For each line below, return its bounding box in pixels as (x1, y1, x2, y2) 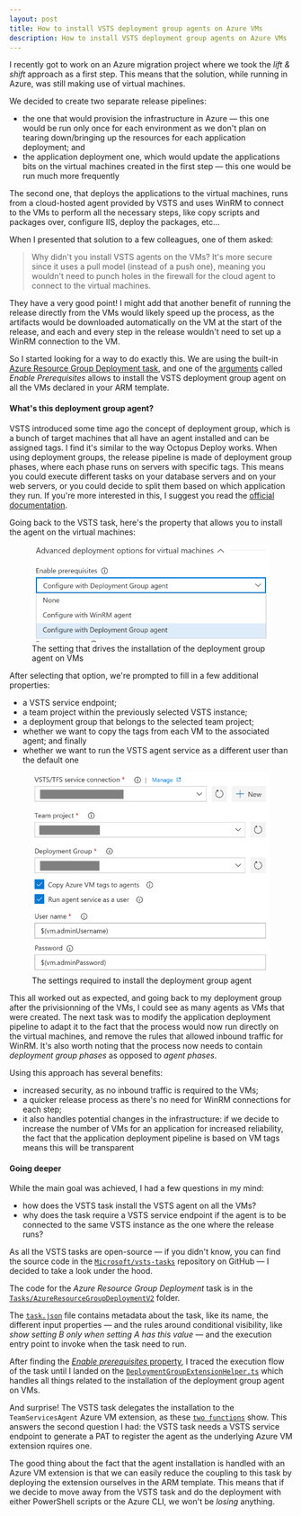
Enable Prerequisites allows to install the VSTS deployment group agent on (9, 373, 287, 384)
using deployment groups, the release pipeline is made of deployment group (9, 451, 292, 463)
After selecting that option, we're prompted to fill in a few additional (9, 670, 259, 681)
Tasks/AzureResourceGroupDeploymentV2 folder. (9, 1293, 181, 1304)
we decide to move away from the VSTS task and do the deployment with (9, 1486, 281, 1498)
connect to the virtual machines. (31, 280, 151, 292)
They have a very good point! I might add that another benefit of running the (9, 298, 292, 309)
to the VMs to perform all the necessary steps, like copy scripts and (9, 207, 261, 218)
